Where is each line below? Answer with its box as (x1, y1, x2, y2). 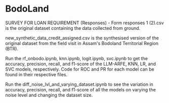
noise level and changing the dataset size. (5, 92, 93, 98)
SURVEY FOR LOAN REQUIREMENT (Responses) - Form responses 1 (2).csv (5, 20, 164, 26)
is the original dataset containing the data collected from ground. (5, 25, 141, 31)
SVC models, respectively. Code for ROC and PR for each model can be (5, 66, 154, 72)
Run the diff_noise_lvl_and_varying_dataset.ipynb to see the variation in (5, 81, 153, 87)
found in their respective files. (5, 71, 67, 77)
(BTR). (5, 45, 19, 51)
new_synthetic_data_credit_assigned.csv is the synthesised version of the (5, 35, 159, 41)
